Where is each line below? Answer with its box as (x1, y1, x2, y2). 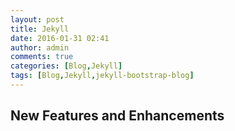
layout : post (10, 14, 65, 25)
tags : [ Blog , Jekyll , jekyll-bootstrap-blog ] (10, 71, 195, 81)
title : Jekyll (10, 24, 70, 34)
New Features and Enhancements (10, 107, 225, 125)
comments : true (10, 52, 74, 62)
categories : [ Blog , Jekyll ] (10, 61, 123, 71)
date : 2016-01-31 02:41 (10, 33, 110, 43)
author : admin (10, 42, 70, 53)
